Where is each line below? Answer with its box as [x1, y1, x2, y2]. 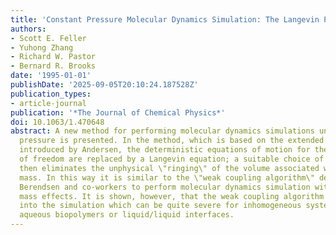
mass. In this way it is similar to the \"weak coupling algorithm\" [19, 172, 315, 183]
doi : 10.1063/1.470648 [10, 117, 105, 127]
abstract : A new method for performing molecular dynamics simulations [10, 126, 315, 136]
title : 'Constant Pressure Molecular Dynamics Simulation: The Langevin [10, 14, 320, 25]
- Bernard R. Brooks [10, 61, 97, 71]
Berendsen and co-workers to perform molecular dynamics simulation [19, 182, 311, 192]
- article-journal [10, 98, 87, 108]
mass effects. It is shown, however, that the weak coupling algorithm [19, 191, 325, 201]
